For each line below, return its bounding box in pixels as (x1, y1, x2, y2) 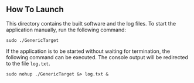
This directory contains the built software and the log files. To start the (6, 20, 176, 27)
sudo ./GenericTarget (6, 37, 59, 43)
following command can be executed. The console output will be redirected (6, 53, 189, 60)
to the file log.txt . (6, 60, 50, 67)
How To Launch (6, 5, 64, 15)
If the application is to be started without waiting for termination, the (6, 48, 171, 55)
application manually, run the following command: (6, 26, 127, 33)
